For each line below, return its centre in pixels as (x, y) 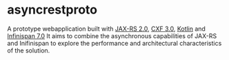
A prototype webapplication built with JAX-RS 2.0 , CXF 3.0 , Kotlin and (106, 29)
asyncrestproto (52, 10)
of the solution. (29, 50)
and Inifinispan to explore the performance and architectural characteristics (114, 43)
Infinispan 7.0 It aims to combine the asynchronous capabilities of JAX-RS (112, 35)
